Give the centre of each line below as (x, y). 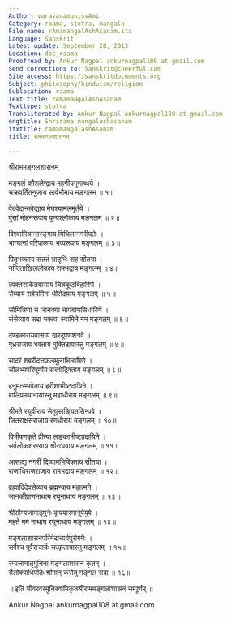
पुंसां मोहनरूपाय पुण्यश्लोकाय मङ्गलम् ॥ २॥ (64, 217)
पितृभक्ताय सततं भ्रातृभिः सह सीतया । (56, 259)
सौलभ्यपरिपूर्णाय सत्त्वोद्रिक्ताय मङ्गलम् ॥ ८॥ (65, 369)
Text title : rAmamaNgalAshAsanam (65, 99)
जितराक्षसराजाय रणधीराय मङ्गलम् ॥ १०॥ (62, 420)
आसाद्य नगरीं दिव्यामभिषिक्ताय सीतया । (58, 461)
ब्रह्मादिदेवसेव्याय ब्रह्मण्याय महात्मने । (53, 487)
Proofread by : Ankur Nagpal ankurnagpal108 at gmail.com (107, 62)
